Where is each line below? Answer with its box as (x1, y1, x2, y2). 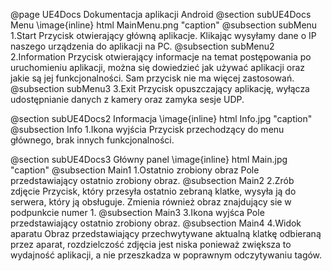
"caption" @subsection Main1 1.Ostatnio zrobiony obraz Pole (10, 164, 260, 176)
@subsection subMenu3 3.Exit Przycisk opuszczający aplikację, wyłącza (10, 83, 310, 94)
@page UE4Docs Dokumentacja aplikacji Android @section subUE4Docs (10, 9, 312, 20)
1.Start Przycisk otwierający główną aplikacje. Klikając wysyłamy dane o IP (10, 30, 317, 41)
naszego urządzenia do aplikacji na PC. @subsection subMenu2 (10, 40, 275, 52)
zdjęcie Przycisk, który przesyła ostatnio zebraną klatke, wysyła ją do (10, 185, 297, 197)
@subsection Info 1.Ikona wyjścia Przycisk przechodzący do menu (10, 124, 285, 135)
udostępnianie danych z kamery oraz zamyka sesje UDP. (10, 94, 245, 105)
